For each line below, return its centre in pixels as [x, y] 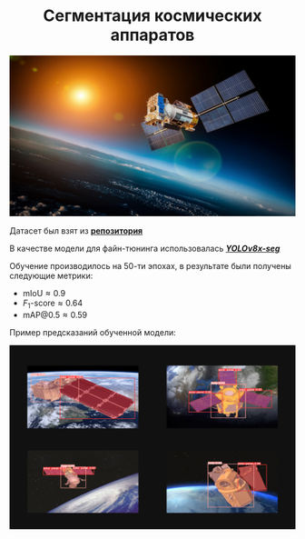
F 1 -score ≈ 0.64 [53, 304]
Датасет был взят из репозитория [76, 231]
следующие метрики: [51, 276]
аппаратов [152, 35]
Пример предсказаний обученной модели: [93, 333]
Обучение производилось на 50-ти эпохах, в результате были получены [151, 266]
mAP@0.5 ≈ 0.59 [55, 315]
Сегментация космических [152, 16]
